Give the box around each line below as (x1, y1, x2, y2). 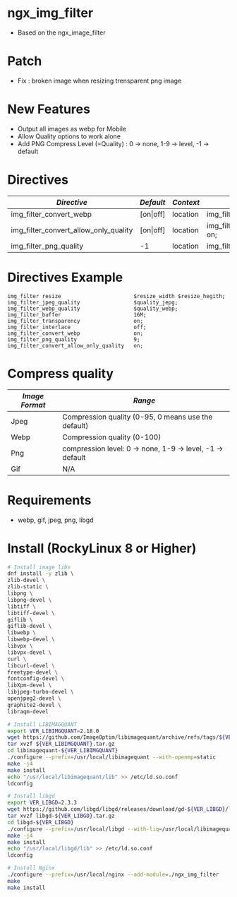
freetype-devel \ (7, 669, 59, 676)
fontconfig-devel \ (7, 675, 65, 682)
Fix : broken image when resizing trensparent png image (17, 76, 182, 85)
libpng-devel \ (7, 596, 52, 603)
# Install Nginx (7, 865, 55, 872)
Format (20, 400, 46, 410)
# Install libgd (7, 792, 55, 800)
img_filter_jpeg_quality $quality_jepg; (7, 299, 178, 306)
